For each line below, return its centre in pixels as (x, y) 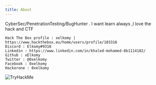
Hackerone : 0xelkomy (27, 68)
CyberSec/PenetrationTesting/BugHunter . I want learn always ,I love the (78, 24)
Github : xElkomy (23, 55)
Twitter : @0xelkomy (26, 59)
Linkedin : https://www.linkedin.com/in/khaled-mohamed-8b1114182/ (76, 51)
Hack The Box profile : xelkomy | (40, 38)
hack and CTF (19, 29)
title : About (18, 10)
